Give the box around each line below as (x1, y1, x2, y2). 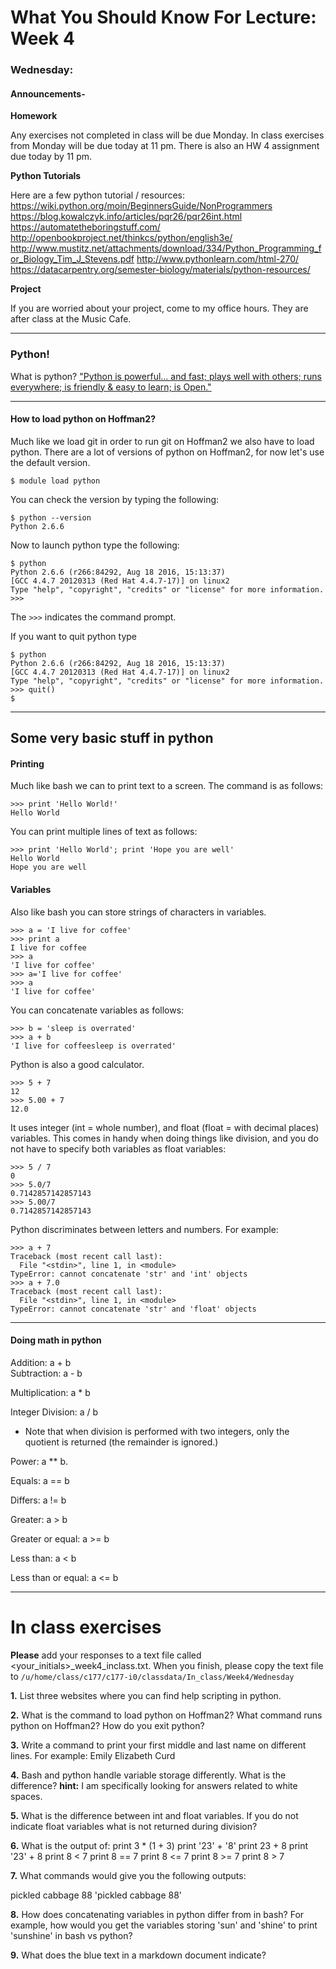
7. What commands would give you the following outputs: (10, 1869, 247, 1881)
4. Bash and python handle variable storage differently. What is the (10, 1769, 287, 1781)
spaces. (10, 1790, 43, 1802)
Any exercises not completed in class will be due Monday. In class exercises (10, 129, 325, 141)
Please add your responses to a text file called (10, 1649, 202, 1661)
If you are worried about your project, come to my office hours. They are (10, 302, 309, 315)
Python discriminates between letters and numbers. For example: (10, 1223, 279, 1235)
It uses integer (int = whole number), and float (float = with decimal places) (10, 1121, 320, 1133)
